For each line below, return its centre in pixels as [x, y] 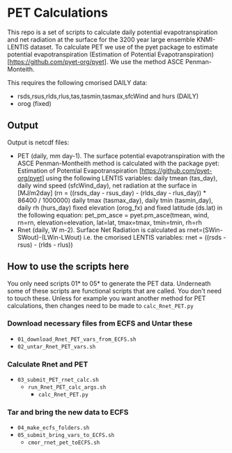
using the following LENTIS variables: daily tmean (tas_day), [132, 178]
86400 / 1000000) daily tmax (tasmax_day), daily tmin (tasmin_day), [115, 200]
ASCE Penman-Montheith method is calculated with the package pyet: [118, 163]
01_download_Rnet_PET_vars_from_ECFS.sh [77, 339]
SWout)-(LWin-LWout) [49, 237]
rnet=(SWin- [205, 230]
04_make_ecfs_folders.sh [53, 428]
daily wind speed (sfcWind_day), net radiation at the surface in [107, 185]
